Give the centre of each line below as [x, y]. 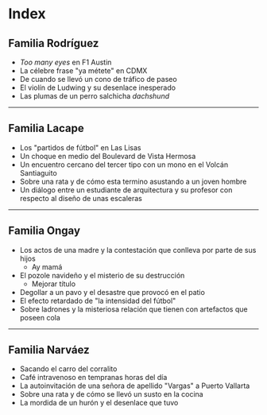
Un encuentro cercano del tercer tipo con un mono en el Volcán [124, 165]
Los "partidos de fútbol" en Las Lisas [80, 147]
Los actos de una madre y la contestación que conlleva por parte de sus [138, 250]
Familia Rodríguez [54, 43]
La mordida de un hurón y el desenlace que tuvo [99, 403]
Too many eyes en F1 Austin [66, 62]
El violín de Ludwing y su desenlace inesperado [98, 87]
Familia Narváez [49, 350]
